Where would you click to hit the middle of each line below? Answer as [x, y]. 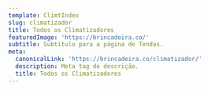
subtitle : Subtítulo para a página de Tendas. [86, 45]
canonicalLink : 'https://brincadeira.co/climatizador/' [109, 59]
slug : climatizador [40, 23]
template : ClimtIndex [44, 15]
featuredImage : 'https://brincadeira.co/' [79, 37]
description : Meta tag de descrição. [77, 67]
